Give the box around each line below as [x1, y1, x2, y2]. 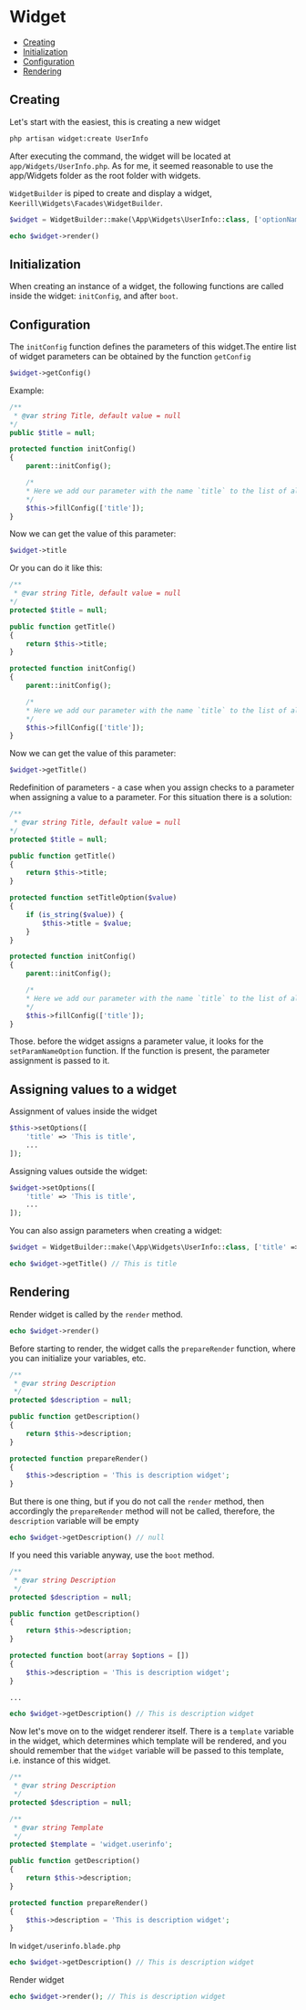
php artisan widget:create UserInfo [9, 134, 148, 143]
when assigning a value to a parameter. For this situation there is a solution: [9, 792, 292, 803]
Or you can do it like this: [9, 563, 103, 574]
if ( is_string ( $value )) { [25, 910, 125, 919]
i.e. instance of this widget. [9, 1755, 111, 1766]
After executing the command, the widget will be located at [9, 151, 231, 161]
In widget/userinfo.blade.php [9, 1941, 121, 1952]
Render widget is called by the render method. [9, 1308, 184, 1319]
